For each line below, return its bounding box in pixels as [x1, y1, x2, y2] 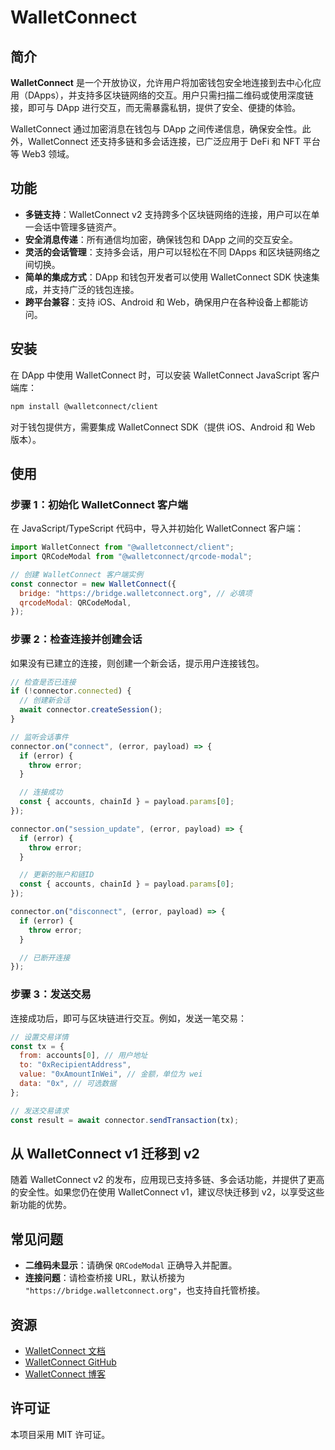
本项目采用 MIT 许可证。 [10, 1428, 111, 1440]
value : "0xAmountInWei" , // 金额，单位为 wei [19, 1069, 203, 1080]
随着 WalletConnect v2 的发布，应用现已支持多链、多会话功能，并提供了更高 [10, 1174, 325, 1186]
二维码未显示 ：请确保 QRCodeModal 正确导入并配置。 [24, 1259, 238, 1271]
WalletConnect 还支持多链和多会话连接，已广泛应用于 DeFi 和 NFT [27, 136, 301, 147]
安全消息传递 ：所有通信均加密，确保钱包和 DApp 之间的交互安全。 [24, 233, 299, 245]
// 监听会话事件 [10, 732, 69, 742]
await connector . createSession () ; [19, 705, 163, 715]
